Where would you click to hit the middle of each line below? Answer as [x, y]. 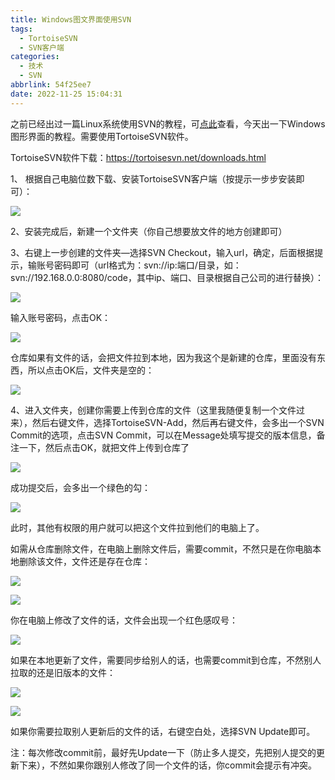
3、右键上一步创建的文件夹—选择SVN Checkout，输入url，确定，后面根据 [162, 252]
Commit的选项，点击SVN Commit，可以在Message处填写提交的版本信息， [163, 435]
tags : [21, 29]
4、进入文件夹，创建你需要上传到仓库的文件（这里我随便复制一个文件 [153, 410]
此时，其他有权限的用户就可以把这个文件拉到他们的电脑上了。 [137, 527]
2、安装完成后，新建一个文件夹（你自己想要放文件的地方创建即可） [149, 231]
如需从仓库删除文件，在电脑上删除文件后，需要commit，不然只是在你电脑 [161, 548]
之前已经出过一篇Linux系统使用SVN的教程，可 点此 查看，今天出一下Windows [168, 123]
